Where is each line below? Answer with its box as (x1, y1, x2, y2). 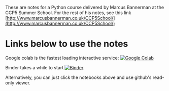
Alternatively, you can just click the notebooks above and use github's (5, 74, 152, 80)
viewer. (15, 79, 30, 85)
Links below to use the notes (5, 38, 128, 50)
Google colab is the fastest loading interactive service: (5, 55, 119, 61)
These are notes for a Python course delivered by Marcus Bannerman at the (5, 5, 164, 10)
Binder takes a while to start (5, 64, 64, 70)
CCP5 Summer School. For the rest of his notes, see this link (5, 10, 131, 16)
